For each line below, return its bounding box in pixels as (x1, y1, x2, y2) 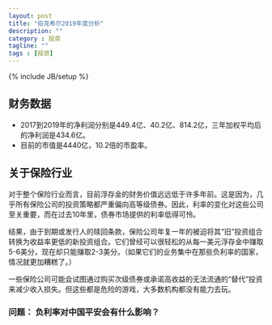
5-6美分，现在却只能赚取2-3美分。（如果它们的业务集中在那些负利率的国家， (8, 247, 263, 256)
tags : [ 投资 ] (8, 49, 54, 57)
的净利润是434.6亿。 (19, 130, 91, 140)
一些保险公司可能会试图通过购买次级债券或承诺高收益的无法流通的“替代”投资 (8, 274, 263, 284)
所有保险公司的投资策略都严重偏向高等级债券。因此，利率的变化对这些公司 (15, 199, 264, 209)
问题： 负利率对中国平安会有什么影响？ (8, 306, 160, 318)
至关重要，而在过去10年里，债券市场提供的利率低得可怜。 (8, 209, 201, 219)
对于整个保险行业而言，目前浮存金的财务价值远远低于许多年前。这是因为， (8, 189, 257, 199)
